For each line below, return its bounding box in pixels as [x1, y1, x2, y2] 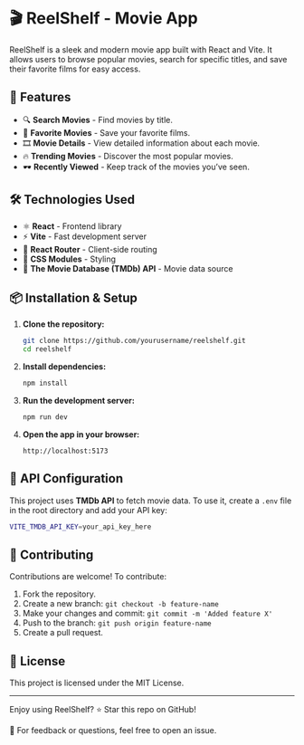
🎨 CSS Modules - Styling [22, 253, 116, 264]
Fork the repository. [22, 588, 97, 599]
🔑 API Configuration [9, 471, 124, 486]
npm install [22, 378, 68, 388]
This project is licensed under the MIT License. [9, 677, 185, 689]
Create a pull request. [22, 627, 104, 638]
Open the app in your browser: [22, 428, 140, 440]
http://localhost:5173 [22, 446, 109, 455]
